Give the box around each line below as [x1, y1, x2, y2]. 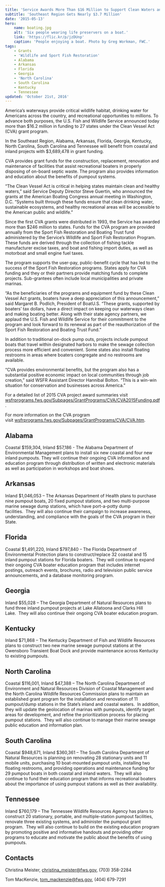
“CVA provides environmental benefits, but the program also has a [5, 367, 139, 373]
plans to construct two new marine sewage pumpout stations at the [5, 642, 141, 648]
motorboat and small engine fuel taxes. [5, 250, 84, 256]
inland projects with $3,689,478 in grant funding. [5, 149, 104, 154]
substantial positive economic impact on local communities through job [5, 372, 149, 378]
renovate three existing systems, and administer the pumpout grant [5, 819, 141, 825]
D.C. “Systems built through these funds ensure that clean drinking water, [5, 199, 154, 205]
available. [5, 357, 25, 363]
